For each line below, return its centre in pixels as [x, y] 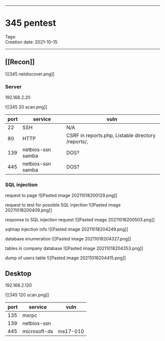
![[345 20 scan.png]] [26, 107]
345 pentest [31, 23]
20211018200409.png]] [29, 210]
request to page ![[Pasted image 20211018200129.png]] [61, 196]
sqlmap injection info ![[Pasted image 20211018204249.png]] [67, 229]
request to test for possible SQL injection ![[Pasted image [63, 205]
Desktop [18, 273]
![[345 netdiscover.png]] [30, 74]
